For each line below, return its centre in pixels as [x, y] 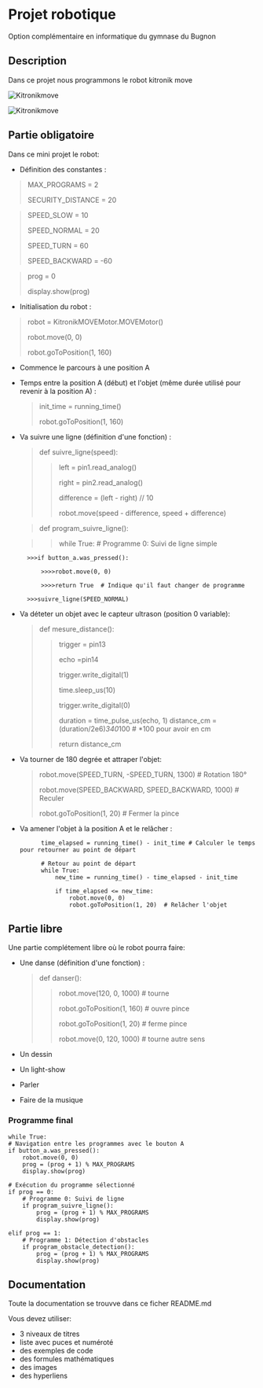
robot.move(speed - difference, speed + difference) [142, 513]
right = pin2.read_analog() [101, 482]
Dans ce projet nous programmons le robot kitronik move [100, 79]
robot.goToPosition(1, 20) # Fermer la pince [109, 813]
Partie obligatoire [51, 135]
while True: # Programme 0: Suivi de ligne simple [138, 543]
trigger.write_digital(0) [95, 705]
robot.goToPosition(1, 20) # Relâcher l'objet [148, 905]
